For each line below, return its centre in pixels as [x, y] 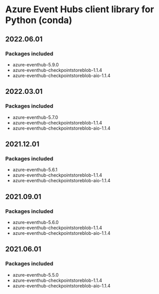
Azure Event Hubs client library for [80, 9]
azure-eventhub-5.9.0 [36, 64]
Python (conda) [39, 20]
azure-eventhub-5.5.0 [36, 275]
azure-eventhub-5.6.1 [35, 170]
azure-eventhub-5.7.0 [35, 117]
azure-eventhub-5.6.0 [36, 222]
